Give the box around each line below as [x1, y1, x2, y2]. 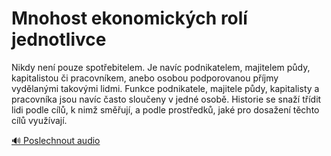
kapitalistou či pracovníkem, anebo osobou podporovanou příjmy [11, 72, 279, 84]
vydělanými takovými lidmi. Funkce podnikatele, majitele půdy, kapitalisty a [11, 82, 320, 94]
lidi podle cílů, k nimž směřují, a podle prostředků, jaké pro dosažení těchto [11, 103, 320, 116]
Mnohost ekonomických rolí [11, 7, 248, 30]
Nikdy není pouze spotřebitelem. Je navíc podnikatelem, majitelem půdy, [11, 61, 311, 73]
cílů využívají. [11, 114, 68, 126]
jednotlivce [11, 28, 107, 51]
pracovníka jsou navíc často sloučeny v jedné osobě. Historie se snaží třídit [11, 93, 322, 105]
